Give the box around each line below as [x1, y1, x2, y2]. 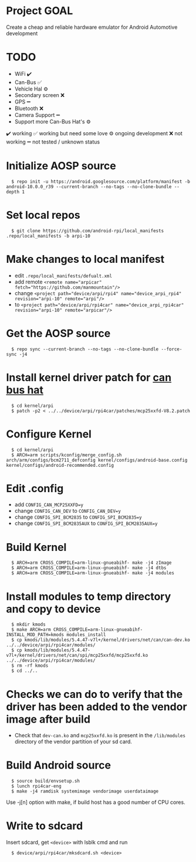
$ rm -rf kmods [11, 663, 49, 669]
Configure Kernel [6, 427, 92, 440]
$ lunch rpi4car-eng [11, 783, 62, 789]
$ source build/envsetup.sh [11, 778, 80, 784]
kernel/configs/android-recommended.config [6, 462, 114, 468]
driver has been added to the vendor [6, 700, 187, 713]
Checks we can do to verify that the [6, 687, 183, 701]
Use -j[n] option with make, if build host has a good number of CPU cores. [6, 798, 186, 806]
